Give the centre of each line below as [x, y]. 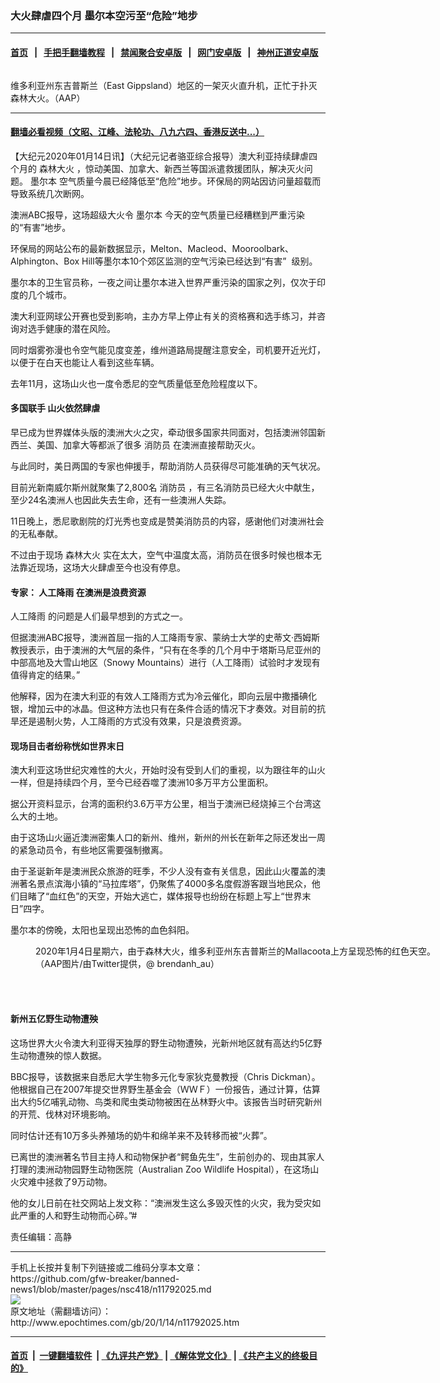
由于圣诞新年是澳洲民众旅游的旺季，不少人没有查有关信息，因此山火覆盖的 [163, 871]
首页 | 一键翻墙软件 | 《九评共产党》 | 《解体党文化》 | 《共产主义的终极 [160, 1356]
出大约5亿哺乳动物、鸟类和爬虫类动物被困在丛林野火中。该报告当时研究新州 [166, 1101]
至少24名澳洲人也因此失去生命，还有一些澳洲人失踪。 [121, 499]
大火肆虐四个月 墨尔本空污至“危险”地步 [104, 15]
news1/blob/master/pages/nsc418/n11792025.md [111, 1289]
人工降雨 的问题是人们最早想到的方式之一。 [99, 616]
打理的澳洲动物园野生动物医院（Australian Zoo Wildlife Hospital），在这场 [160, 1169]
